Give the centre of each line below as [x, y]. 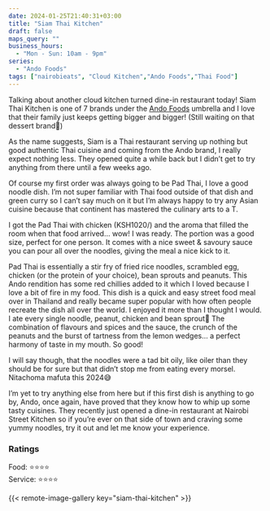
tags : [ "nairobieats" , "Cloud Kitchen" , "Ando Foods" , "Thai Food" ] [123, 76]
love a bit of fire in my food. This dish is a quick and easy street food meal [132, 292]
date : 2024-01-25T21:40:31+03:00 [65, 16]
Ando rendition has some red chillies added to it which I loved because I [129, 284]
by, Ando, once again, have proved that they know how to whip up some [129, 402]
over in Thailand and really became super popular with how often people [130, 301]
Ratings [24, 448]
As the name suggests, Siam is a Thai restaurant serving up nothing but [128, 141]
